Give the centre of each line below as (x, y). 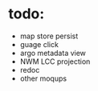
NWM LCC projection (55, 61)
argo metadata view (53, 53)
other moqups (43, 78)
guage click (39, 44)
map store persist (49, 36)
